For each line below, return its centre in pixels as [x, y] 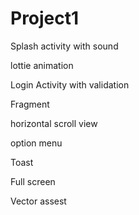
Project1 [45, 18]
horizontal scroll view [54, 123]
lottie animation [42, 65]
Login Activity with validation [70, 84]
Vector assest [38, 201]
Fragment [30, 104]
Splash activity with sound [64, 46]
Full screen [33, 181]
